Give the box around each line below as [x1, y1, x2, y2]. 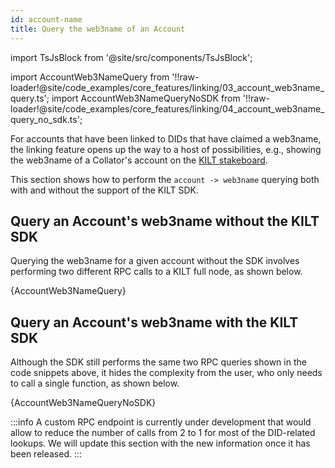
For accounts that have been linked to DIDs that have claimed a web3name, [10, 132, 322, 145]
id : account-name [10, 14, 83, 25]
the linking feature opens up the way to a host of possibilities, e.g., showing [10, 143, 322, 155]
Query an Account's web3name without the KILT [10, 212, 320, 230]
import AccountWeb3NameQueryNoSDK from [51, 92, 241, 104]
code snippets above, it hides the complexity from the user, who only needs [10, 367, 323, 379]
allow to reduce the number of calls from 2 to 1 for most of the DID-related [10, 427, 316, 439]
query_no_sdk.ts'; [10, 113, 83, 125]
